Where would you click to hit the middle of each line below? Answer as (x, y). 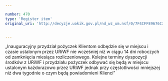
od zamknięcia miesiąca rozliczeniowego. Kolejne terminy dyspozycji (76, 57)
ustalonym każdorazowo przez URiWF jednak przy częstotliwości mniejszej (82, 67)
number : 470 (17, 14)
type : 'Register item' (29, 19)
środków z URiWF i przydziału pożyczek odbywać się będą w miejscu (77, 62)
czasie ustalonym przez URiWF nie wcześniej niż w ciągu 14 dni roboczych (82, 52)
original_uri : (20, 23)
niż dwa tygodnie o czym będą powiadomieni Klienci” (60, 73)
